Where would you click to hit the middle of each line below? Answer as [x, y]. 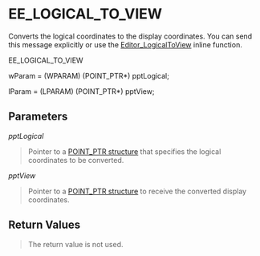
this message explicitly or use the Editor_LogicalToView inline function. [125, 44]
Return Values [45, 225]
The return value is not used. [75, 244]
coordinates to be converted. [76, 160]
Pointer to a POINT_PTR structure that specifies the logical [124, 151]
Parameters [38, 117]
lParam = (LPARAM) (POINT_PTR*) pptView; [81, 91]
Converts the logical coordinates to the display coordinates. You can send [130, 36]
